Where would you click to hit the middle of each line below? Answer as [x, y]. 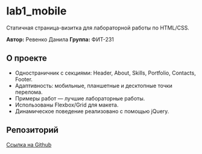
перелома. [29, 92]
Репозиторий [33, 130]
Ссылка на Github [29, 144]
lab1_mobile [36, 11]
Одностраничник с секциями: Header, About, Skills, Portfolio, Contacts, [105, 73]
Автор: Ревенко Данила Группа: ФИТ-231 [60, 39]
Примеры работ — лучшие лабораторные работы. [80, 98]
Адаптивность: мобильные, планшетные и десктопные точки [94, 85]
